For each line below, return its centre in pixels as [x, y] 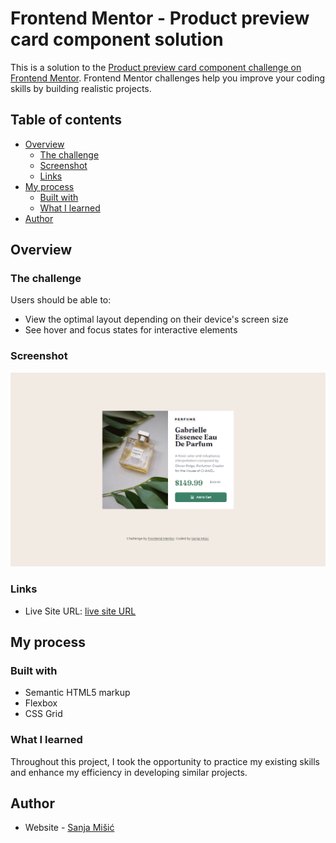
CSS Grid [43, 714]
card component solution [117, 39]
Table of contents [66, 120]
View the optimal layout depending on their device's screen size [156, 319]
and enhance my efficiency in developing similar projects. [129, 772]
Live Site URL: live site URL [80, 611]
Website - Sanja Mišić [69, 828]
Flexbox [41, 703]
